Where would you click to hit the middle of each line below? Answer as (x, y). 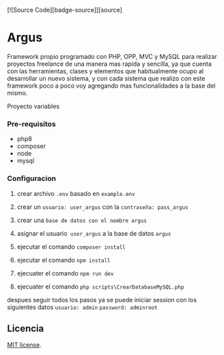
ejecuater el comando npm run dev (65, 273)
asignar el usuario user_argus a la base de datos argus (94, 233)
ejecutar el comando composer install (71, 247)
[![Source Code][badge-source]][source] (65, 10)
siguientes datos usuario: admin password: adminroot (83, 307)
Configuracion (32, 179)
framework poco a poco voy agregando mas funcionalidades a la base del (111, 86)
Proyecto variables (33, 106)
